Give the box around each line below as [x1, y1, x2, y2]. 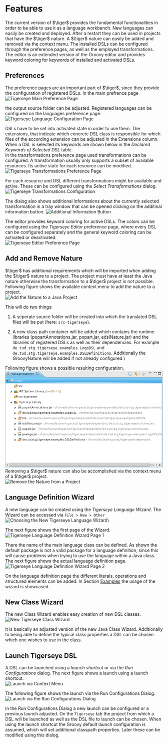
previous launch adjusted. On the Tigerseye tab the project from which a [5, 711, 154, 717]
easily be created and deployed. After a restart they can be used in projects [5, 30, 161, 36]
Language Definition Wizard [5, 493, 94, 502]
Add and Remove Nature [5, 254, 83, 263]
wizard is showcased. [5, 583, 50, 589]
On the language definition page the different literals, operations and [5, 573, 146, 579]
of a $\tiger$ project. [5, 473, 48, 479]
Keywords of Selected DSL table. [5, 146, 73, 153]
